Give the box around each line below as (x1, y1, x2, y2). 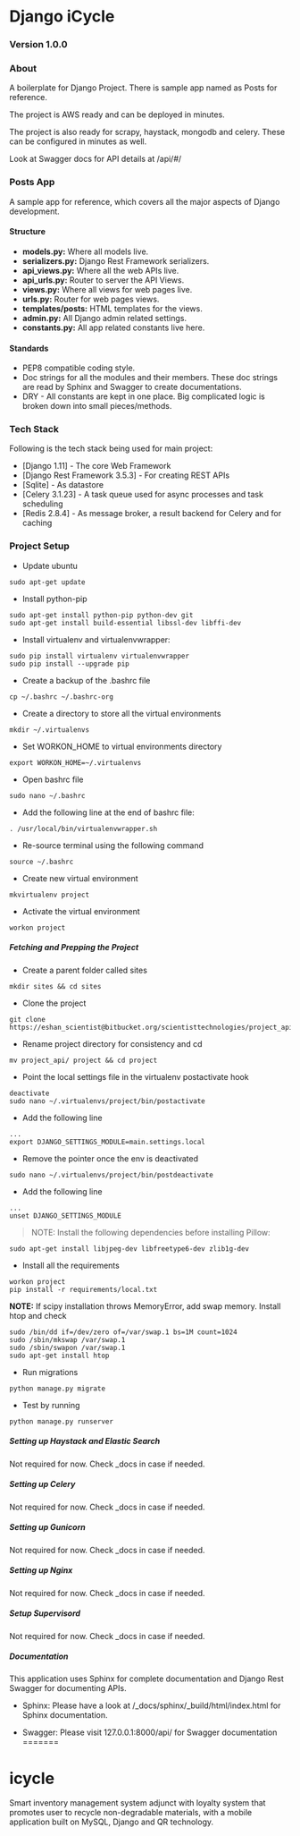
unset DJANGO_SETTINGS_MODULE (9, 1211, 122, 1220)
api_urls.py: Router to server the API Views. (21, 275, 185, 285)
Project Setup (9, 540, 70, 552)
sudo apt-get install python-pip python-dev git (9, 610, 194, 619)
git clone (9, 1015, 46, 1024)
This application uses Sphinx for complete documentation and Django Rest (9, 1673, 284, 1684)
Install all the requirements (21, 1260, 121, 1271)
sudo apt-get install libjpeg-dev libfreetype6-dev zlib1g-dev (9, 1244, 250, 1254)
